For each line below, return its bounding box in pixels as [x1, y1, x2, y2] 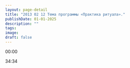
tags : [5, 26, 16, 31]
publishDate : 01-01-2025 [5, 16, 57, 21]
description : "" [5, 21, 39, 26]
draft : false [5, 35, 32, 40]
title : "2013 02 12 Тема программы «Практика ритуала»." [5, 12, 126, 17]
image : [5, 30, 19, 35]
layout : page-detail [5, 7, 48, 12]
